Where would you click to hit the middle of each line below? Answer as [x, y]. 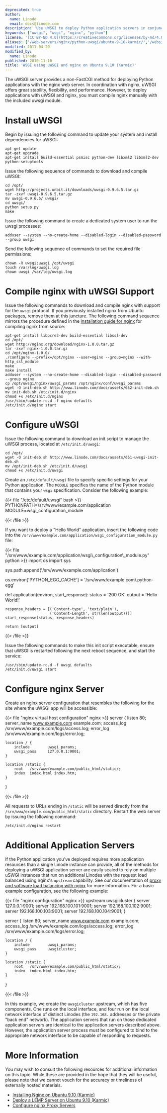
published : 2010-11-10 [29, 61]
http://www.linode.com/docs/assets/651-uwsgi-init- [104, 457]
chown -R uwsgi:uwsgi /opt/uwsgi [40, 263]
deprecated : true [23, 10]
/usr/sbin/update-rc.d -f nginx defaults [49, 401]
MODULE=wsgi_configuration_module [44, 510]
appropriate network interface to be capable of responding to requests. [78, 1035]
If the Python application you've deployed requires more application [75, 859]
